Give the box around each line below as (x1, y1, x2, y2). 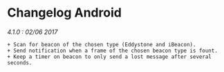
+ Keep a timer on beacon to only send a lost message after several (7, 53, 212, 60)
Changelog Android (7, 5, 122, 21)
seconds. (7, 59, 32, 66)
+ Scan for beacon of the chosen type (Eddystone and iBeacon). (7, 41, 196, 48)
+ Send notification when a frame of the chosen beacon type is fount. (7, 47, 218, 54)
